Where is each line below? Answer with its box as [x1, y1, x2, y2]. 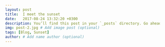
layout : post [5, 7, 32, 12]
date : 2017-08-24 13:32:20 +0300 [5, 16, 78, 21]
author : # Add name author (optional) [5, 35, 84, 40]
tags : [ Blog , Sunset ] [5, 30, 50, 35]
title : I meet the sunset [5, 12, 60, 17]
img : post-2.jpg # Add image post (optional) [5, 25, 100, 30]
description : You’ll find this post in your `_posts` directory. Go [5, 21, 148, 26]
